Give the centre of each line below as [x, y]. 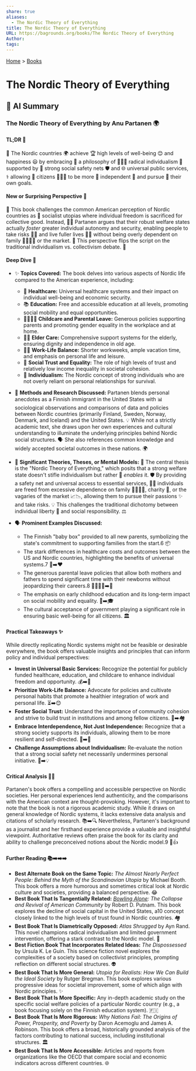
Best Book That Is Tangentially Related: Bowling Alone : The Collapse [99, 898]
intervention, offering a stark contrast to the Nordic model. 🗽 [87, 938]
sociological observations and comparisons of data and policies [91, 407]
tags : [13, 45]
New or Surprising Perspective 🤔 [47, 196]
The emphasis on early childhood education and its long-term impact [106, 594]
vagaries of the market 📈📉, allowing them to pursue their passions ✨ [99, 496]
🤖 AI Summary [33, 106]
